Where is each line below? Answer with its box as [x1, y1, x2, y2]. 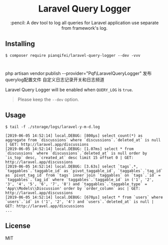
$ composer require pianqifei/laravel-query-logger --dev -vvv [5, 53, 141, 58]
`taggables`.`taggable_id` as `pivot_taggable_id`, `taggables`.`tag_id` [5, 168, 163, 174]
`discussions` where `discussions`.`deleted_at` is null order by [5, 150, 147, 156]
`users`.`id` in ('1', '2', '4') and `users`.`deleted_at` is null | [5, 199, 154, 204]
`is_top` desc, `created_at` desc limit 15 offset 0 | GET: [5, 155, 134, 160]
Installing [5, 40, 35, 48]
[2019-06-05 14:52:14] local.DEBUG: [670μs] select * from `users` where [5, 195, 163, 200]
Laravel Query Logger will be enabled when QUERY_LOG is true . [5, 87, 133, 93]
